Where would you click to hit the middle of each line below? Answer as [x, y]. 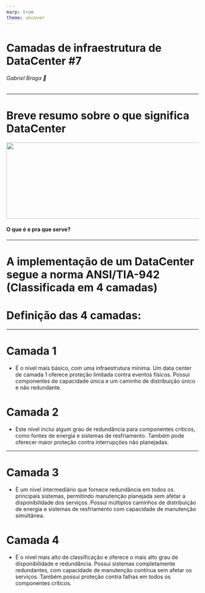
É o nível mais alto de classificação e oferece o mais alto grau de [97, 557]
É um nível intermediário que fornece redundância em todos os [94, 489]
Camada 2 [33, 412]
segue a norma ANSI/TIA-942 [83, 275]
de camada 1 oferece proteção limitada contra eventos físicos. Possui [103, 375]
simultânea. [30, 515]
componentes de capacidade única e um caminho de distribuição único [105, 381]
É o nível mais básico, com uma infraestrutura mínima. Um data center [103, 368]
